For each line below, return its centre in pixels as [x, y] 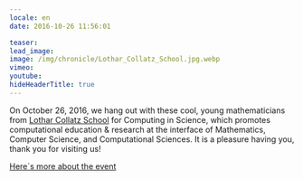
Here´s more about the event [63, 166]
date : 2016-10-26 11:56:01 [60, 26]
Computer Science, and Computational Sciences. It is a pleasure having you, [152, 139]
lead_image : [32, 51]
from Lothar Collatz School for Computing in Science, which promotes [140, 119]
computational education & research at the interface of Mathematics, [137, 129]
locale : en [30, 18]
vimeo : [22, 68]
